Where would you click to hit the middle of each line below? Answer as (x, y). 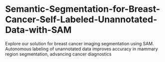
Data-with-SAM (39, 30)
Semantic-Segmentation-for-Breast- (83, 9)
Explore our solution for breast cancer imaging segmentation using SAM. (80, 43)
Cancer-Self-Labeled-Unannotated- (81, 19)
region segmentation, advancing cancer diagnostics (58, 54)
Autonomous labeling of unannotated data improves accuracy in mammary (82, 49)
